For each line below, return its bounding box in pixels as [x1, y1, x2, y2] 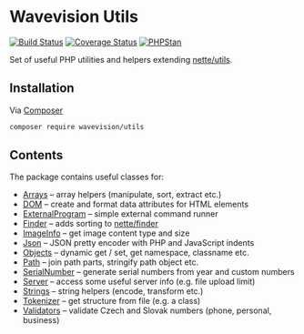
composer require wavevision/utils [9, 122, 145, 131]
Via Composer [9, 105, 64, 116]
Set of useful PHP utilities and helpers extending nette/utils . [9, 54, 233, 65]
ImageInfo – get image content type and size [22, 228, 190, 238]
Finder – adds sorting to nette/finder [22, 218, 159, 229]
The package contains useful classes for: [9, 171, 164, 183]
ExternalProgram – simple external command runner [22, 208, 218, 219]
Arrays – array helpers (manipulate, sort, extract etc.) [22, 189, 222, 200]
